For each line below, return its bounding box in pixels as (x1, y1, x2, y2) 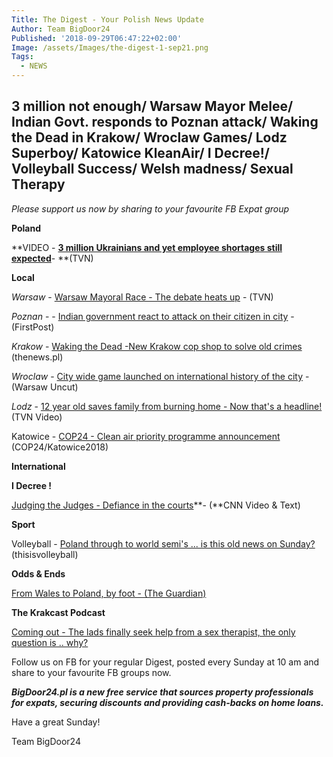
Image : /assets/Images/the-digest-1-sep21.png (11, 42, 209, 53)
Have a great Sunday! (11, 716, 101, 728)
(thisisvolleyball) (11, 548, 79, 560)
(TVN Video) (11, 411, 63, 423)
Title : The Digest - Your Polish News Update (11, 14, 204, 25)
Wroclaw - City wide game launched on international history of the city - (11, 370, 310, 382)
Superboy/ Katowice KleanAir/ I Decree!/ (11, 145, 270, 162)
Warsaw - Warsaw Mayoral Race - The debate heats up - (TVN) (11, 291, 274, 303)
